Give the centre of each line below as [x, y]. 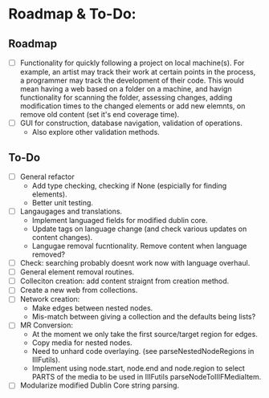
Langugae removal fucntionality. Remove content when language [139, 246]
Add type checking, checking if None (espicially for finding [129, 186]
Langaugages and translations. [71, 211]
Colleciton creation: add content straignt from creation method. [124, 281]
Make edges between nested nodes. [92, 308]
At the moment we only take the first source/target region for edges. [145, 335]
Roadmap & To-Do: [72, 14]
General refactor [47, 177]
